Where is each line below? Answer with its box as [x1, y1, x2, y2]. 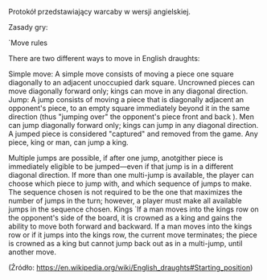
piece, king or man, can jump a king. [8, 138, 129, 147]
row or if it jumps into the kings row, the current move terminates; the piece [8, 230, 257, 240]
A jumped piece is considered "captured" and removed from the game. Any [8, 129, 259, 138]
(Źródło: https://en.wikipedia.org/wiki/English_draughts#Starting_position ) [8, 263, 253, 272]
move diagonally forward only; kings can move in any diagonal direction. [8, 86, 249, 96]
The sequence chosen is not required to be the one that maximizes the [8, 187, 243, 196]
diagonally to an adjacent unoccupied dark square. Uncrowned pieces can [8, 78, 255, 87]
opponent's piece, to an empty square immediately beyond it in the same [8, 104, 250, 113]
